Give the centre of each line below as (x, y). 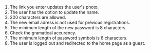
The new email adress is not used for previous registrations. (70, 22)
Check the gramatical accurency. (43, 33)
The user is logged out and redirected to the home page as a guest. (77, 43)
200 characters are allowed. (38, 17)
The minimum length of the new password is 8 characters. (68, 28)
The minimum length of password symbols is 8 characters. (68, 38)
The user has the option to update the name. (54, 12)
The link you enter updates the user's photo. (54, 7)
